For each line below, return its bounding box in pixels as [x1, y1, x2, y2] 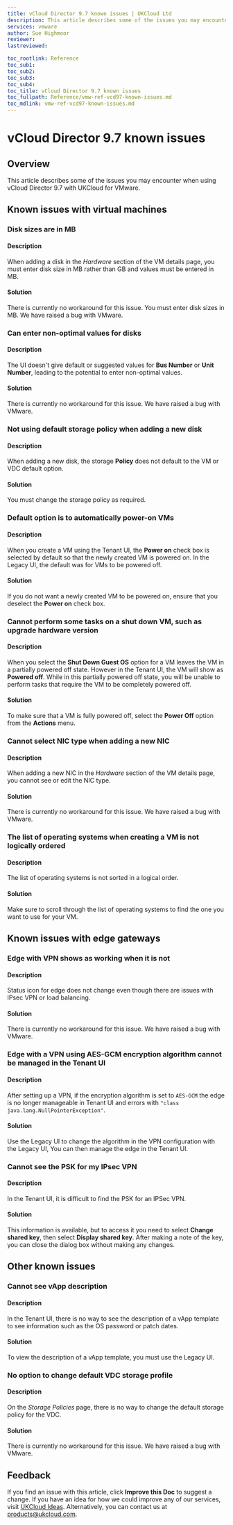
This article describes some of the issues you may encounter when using [7, 177, 216, 184]
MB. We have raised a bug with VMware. [7, 311, 123, 319]
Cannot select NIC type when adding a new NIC [7, 736, 170, 746]
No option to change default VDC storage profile [7, 1370, 173, 1380]
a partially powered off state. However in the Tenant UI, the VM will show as [7, 665, 224, 674]
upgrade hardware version [7, 625, 98, 635]
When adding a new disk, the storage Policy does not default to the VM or [7, 457, 219, 466]
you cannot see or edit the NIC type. [7, 776, 111, 785]
